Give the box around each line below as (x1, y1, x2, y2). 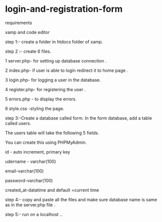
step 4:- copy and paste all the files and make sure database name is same (5, 196, 158, 202)
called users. (5, 120, 31, 126)
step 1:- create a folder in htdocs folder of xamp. (5, 38, 103, 45)
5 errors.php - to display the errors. (5, 96, 77, 102)
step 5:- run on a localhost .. (5, 211, 63, 217)
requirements (5, 20, 32, 26)
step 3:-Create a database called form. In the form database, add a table (5, 115, 152, 121)
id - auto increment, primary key (5, 149, 70, 155)
